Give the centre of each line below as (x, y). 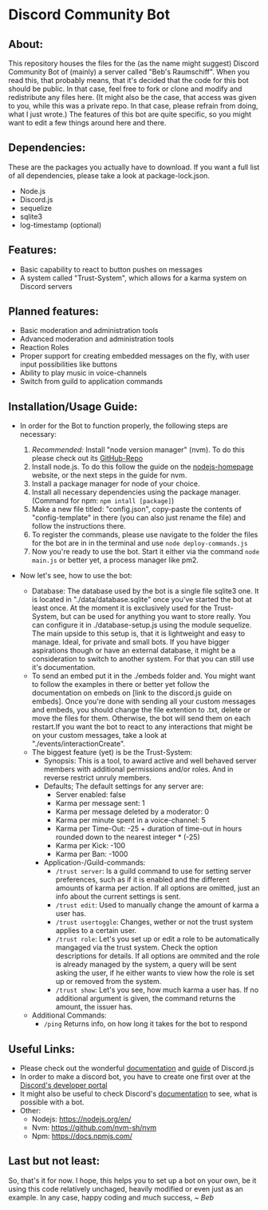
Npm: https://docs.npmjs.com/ (82, 1137)
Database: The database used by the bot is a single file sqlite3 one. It (145, 591)
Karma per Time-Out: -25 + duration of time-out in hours (149, 829)
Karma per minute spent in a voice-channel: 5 (130, 820)
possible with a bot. (52, 1102)
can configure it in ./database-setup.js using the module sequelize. (142, 625)
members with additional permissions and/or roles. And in (138, 769)
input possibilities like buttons (69, 364)
